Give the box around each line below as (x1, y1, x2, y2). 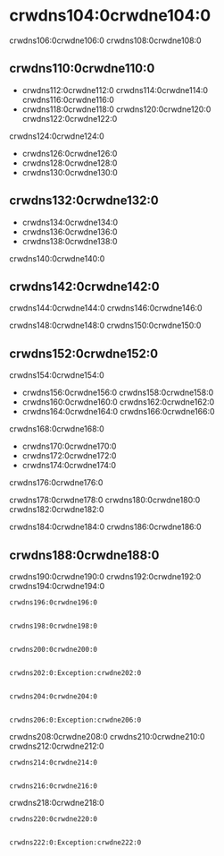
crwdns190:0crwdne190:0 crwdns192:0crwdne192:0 (9, 571, 202, 582)
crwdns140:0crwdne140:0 (9, 253, 105, 264)
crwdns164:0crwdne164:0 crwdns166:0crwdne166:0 (21, 407, 216, 417)
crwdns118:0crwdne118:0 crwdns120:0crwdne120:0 (21, 104, 212, 115)
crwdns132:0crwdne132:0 (9, 193, 159, 209)
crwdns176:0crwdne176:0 (9, 477, 104, 488)
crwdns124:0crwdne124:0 (9, 131, 104, 141)
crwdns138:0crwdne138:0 (21, 235, 118, 246)
